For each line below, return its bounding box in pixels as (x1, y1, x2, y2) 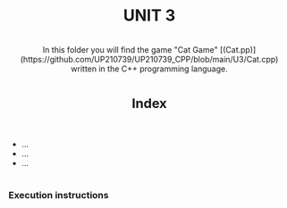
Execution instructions (8, 189, 109, 202)
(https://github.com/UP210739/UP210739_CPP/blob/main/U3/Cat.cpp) (20, 54, 279, 64)
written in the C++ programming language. (70, 63, 229, 74)
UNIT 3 (122, 5, 176, 26)
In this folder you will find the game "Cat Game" (42, 44, 218, 54)
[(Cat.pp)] (219, 44, 257, 54)
